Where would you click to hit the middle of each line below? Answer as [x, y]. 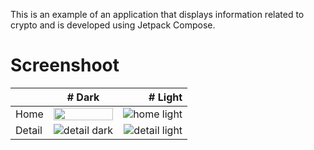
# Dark [83, 97]
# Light [165, 97]
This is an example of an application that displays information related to [157, 14]
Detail [29, 130]
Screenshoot [65, 65]
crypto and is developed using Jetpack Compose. [113, 25]
